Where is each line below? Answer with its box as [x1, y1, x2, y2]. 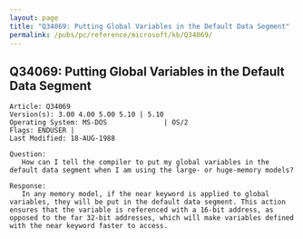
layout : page [9, 13, 59, 23]
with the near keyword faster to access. [9, 222, 169, 231]
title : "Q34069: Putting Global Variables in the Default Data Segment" [9, 22, 290, 31]
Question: [9, 150, 47, 159]
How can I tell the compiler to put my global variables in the [21, 158, 270, 167]
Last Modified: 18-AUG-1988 [9, 134, 116, 144]
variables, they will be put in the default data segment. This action [9, 197, 286, 207]
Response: [9, 182, 47, 191]
